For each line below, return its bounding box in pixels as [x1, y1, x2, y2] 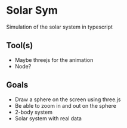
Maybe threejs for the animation [14, 56, 94, 63]
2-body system [14, 108, 52, 115]
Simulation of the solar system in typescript [6, 23, 113, 30]
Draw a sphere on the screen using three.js [14, 96, 121, 103]
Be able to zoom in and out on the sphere [14, 102, 116, 109]
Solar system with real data [14, 114, 82, 122]
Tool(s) [6, 40, 33, 51]
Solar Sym [6, 4, 58, 17]
